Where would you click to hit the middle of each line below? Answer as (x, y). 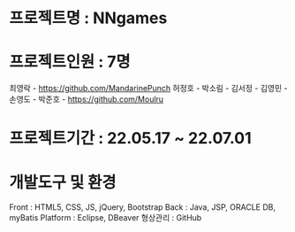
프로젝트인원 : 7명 (70, 62)
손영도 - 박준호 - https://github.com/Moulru (87, 99)
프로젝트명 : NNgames (88, 18)
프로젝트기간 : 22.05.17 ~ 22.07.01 (130, 139)
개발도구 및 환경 (63, 182)
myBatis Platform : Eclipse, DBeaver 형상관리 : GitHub (106, 218)
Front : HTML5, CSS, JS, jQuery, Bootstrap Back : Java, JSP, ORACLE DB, (143, 207)
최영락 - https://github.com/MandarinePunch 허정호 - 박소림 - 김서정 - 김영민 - (148, 89)
